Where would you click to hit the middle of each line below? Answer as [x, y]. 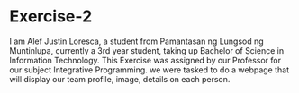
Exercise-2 [51, 17]
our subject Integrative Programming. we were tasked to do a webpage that [149, 70]
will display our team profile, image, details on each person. [120, 79]
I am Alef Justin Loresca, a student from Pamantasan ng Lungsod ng [136, 41]
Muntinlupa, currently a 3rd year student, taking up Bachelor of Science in [147, 50]
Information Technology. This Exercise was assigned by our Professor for [145, 60]
